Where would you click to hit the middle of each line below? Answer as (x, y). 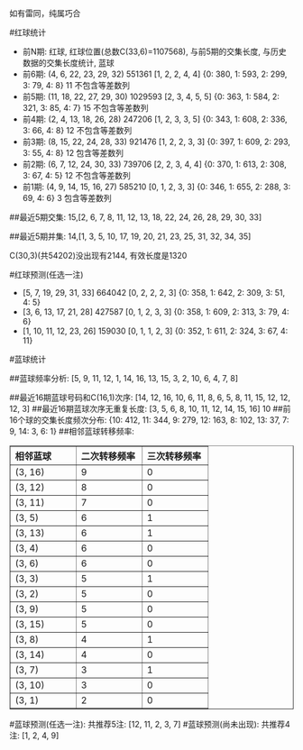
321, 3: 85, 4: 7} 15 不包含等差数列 (85, 108)
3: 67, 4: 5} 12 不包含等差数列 (76, 175)
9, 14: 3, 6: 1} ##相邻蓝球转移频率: (72, 431)
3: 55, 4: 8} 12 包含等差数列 (73, 153)
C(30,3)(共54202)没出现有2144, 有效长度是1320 (98, 256)
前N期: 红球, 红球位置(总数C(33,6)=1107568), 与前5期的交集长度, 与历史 (154, 51)
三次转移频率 (174, 456)
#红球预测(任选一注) (46, 274)
